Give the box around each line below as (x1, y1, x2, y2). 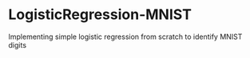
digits (8, 40, 26, 49)
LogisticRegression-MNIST (8, 6, 192, 24)
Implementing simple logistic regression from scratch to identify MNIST (8, 32, 243, 41)
